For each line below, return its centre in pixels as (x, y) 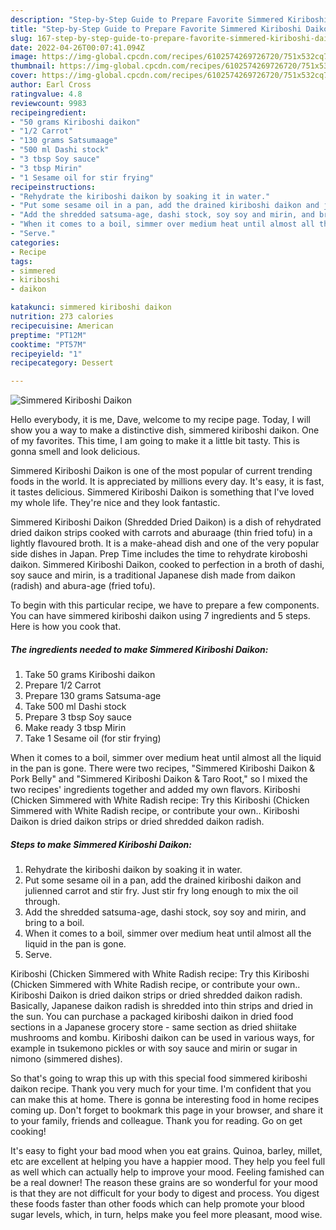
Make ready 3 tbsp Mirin (75, 728)
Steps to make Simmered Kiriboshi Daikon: (101, 844)
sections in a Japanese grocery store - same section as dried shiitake (153, 1027)
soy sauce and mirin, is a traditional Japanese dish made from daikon (153, 575)
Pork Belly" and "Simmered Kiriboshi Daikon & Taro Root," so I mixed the (159, 779)
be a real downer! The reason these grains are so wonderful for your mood (164, 1183)
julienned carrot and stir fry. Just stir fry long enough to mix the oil (161, 891)
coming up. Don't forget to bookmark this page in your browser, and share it (166, 1110)
